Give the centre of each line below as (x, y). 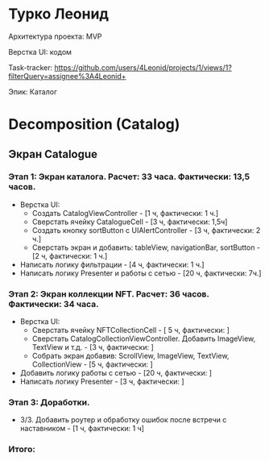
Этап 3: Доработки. (49, 402)
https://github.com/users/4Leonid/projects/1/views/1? (143, 67)
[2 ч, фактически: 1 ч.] (70, 255)
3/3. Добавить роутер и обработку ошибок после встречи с (123, 420)
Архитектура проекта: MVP (55, 36)
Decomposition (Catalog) (94, 125)
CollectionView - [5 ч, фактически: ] (92, 364)
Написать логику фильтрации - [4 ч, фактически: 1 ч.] (112, 264)
